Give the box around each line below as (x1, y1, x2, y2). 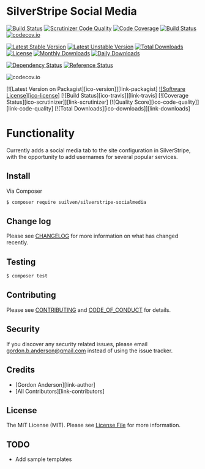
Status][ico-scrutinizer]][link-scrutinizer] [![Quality (6, 98, 133, 106)
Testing (6, 257, 36, 267)
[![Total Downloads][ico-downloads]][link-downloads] (54, 104, 191, 112)
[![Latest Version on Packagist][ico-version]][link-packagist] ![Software (6, 85, 185, 93)
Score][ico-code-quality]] (134, 98, 199, 106)
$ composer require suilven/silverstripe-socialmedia (6, 199, 147, 205)
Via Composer (6, 187, 43, 195)
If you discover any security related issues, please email (6, 340, 148, 347)
